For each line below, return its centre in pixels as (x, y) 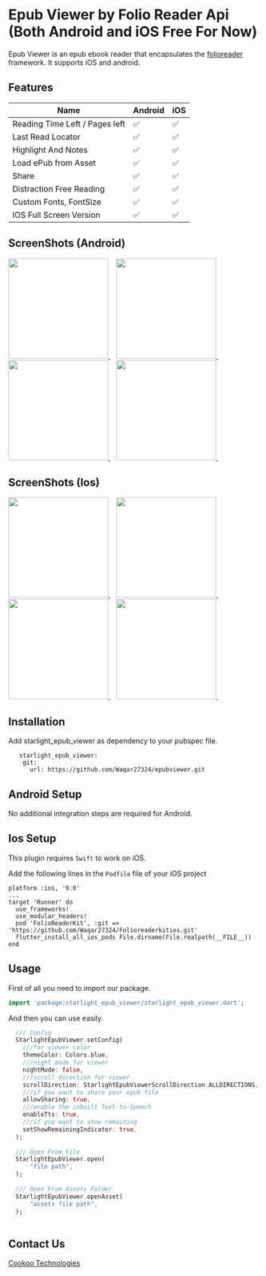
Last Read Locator (47, 136)
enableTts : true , (52, 1115)
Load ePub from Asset (54, 163)
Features (31, 88)
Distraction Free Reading (59, 188)
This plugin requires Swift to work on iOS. (77, 858)
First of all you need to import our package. (79, 988)
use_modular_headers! (52, 916)
